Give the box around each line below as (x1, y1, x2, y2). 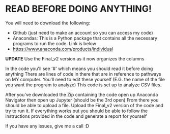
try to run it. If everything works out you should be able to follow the (5, 108, 148, 114)
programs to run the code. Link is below (12, 40, 97, 46)
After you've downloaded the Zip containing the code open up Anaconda (5, 91, 158, 97)
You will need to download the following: (5, 20, 91, 26)
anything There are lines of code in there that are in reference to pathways (5, 71, 161, 77)
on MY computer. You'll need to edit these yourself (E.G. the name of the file (5, 76, 165, 82)
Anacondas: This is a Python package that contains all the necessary (12, 35, 158, 41)
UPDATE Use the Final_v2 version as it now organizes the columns (5, 55, 145, 61)
